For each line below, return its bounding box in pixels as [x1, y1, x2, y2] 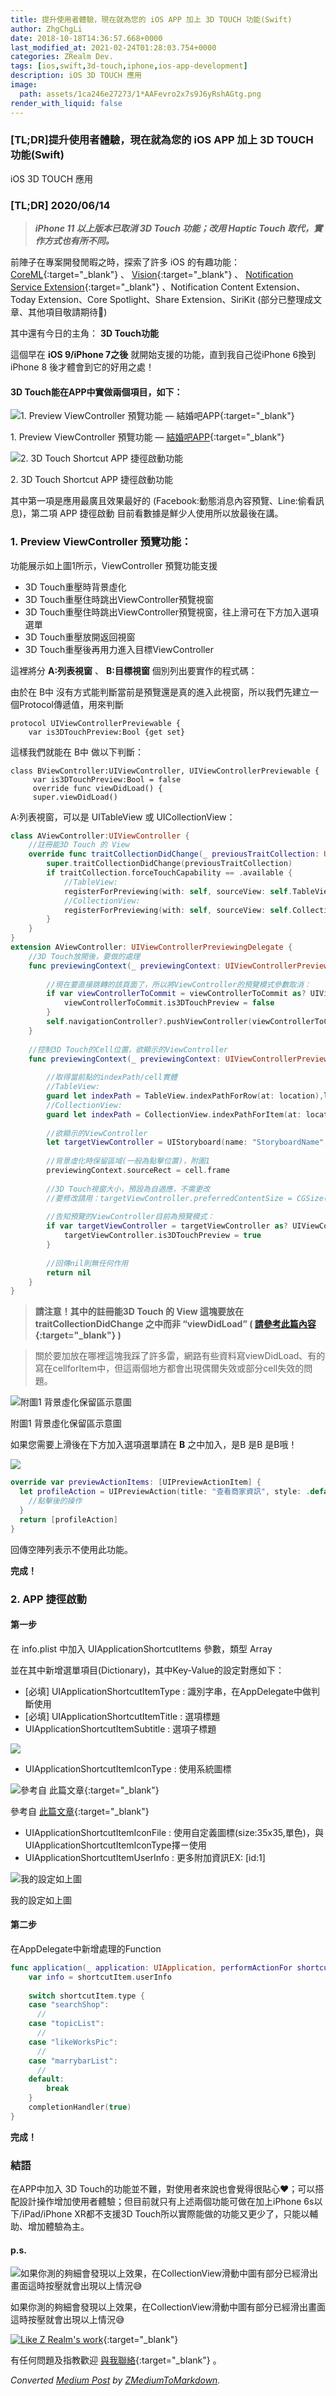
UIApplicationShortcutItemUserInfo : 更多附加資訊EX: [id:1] [24, 1851, 266, 1863]
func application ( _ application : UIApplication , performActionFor [10, 1962, 293, 1973]
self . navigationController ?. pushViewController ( [46, 1017, 253, 1027]
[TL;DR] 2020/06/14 [10, 198, 111, 212]
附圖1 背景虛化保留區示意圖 [10, 1417, 122, 1430]
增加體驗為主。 [27, 2221, 90, 2233]
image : [10, 80, 38, 90]
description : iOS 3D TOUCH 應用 [10, 71, 142, 81]
